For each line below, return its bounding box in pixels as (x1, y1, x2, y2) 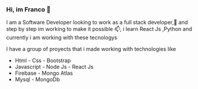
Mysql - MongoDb (14, 76, 60, 83)
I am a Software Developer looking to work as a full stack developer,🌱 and (6, 19, 188, 26)
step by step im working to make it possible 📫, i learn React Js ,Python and (6, 26, 193, 33)
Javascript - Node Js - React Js (14, 63, 94, 71)
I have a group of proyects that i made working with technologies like (6, 46, 176, 53)
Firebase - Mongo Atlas (14, 69, 73, 77)
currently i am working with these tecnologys (6, 34, 118, 41)
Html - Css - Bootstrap (14, 57, 71, 64)
